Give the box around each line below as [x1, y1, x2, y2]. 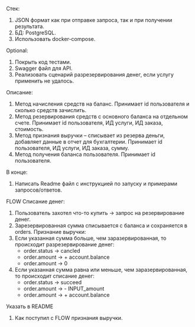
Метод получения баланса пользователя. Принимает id [14, 151, 155, 158]
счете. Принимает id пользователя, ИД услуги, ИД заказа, [14, 119, 163, 126]
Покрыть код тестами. [14, 59, 71, 65]
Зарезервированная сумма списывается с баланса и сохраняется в [14, 222, 188, 229]
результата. [14, 23, 44, 30]
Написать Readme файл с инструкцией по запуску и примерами [14, 180, 178, 187]
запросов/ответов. [14, 186, 62, 193]
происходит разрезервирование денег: [14, 241, 115, 248]
